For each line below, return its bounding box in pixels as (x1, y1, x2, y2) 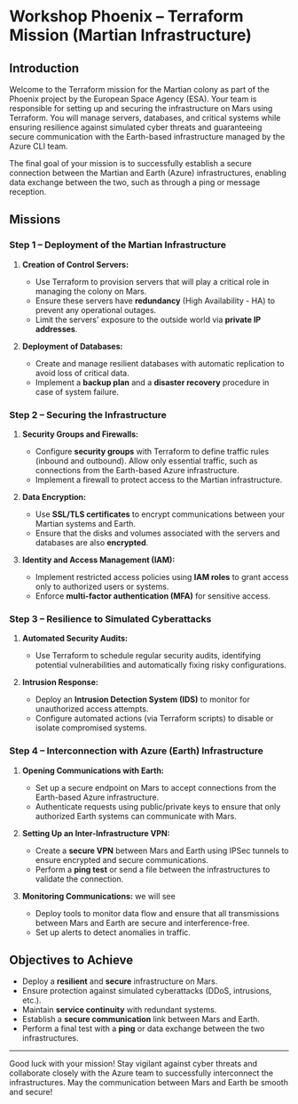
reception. (9, 187, 47, 197)
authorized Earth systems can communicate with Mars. (35, 810, 237, 821)
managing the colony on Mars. (35, 286, 147, 296)
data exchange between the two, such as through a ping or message (9, 177, 261, 188)
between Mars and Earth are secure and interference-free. (35, 917, 250, 928)
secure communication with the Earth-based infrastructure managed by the (9, 132, 286, 141)
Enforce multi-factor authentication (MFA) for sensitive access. (35, 590, 271, 601)
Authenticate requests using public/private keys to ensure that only (35, 801, 281, 811)
